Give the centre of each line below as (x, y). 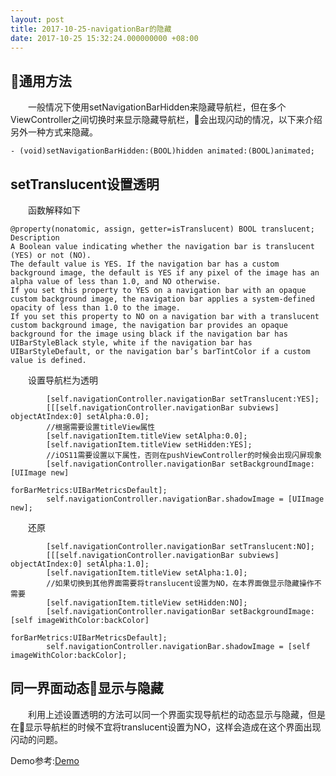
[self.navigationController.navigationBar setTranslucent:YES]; (183, 399)
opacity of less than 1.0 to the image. (96, 308)
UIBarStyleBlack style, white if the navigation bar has (131, 343)
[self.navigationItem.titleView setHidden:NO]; (147, 603)
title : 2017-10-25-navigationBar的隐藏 (91, 29)
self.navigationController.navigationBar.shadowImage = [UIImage (185, 499)
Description (35, 238)
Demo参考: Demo (45, 760)
